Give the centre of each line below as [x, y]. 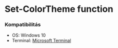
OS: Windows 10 [29, 35]
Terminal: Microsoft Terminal [41, 41]
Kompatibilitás [23, 25]
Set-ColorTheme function [59, 9]
